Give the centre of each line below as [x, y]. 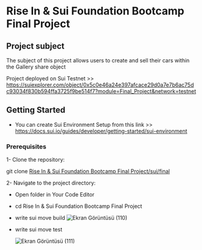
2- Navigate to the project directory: [51, 183]
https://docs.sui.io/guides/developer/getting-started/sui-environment [101, 131]
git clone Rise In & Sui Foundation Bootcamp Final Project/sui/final [88, 171]
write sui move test [39, 230]
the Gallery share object [36, 67]
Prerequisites [26, 147]
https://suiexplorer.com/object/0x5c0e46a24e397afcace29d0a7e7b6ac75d [100, 85]
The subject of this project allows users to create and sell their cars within [98, 60]
